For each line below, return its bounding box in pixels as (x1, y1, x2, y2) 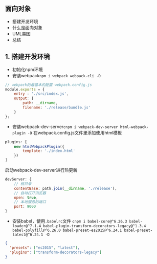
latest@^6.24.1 (12, 232, 44, 237)
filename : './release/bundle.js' (22, 105, 91, 110)
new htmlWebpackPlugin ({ (14, 144, 65, 149)
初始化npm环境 (12, 66, 43, 72)
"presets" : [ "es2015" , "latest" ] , (9, 245, 80, 250)
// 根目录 (14, 181, 32, 186)
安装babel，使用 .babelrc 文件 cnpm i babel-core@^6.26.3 (12, 218, 127, 224)
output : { (14, 96, 34, 101)
